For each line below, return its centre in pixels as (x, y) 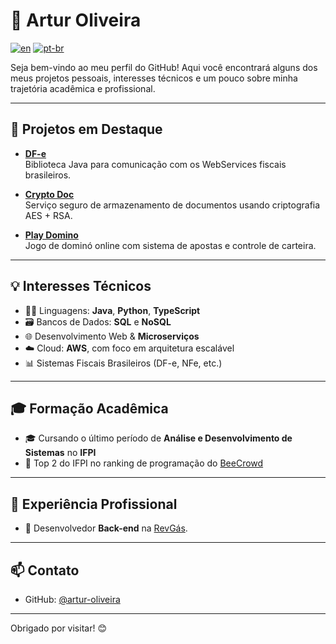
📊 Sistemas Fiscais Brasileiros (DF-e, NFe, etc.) (123, 363)
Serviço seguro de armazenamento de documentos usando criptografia (172, 205)
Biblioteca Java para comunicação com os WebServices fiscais (155, 164)
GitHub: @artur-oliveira (72, 599)
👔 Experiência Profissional (94, 504)
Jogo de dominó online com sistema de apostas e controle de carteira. (170, 245)
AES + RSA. (48, 215)
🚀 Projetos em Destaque (86, 129)
